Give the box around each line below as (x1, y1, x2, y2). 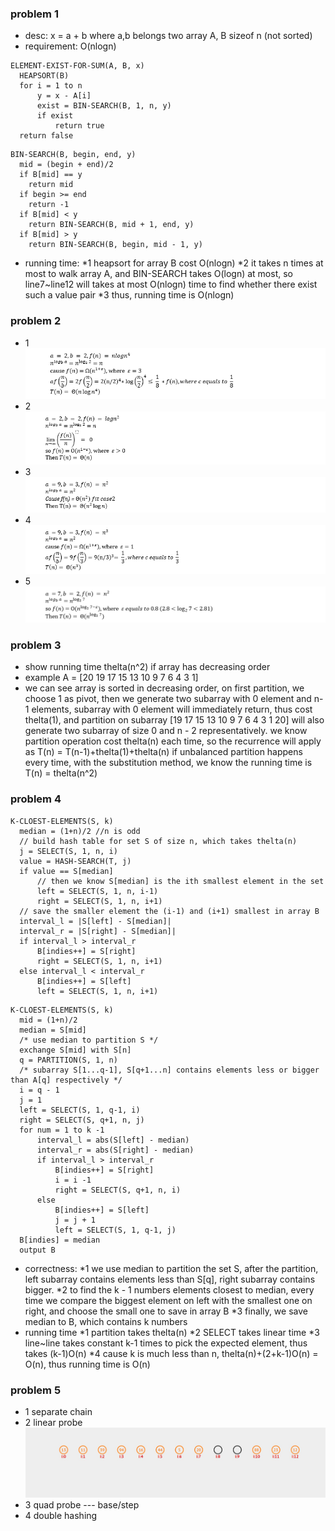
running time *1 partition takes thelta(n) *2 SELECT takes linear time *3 (24, 1326, 320, 1338)
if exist (36, 111, 74, 121)
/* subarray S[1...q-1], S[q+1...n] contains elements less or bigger (19, 1065, 320, 1075)
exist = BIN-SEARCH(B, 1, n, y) (36, 101, 172, 111)
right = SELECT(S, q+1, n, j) (19, 1115, 145, 1125)
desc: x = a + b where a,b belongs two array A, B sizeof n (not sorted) (24, 30, 313, 42)
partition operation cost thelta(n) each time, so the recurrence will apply (24, 735, 322, 747)
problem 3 (10, 638, 62, 652)
